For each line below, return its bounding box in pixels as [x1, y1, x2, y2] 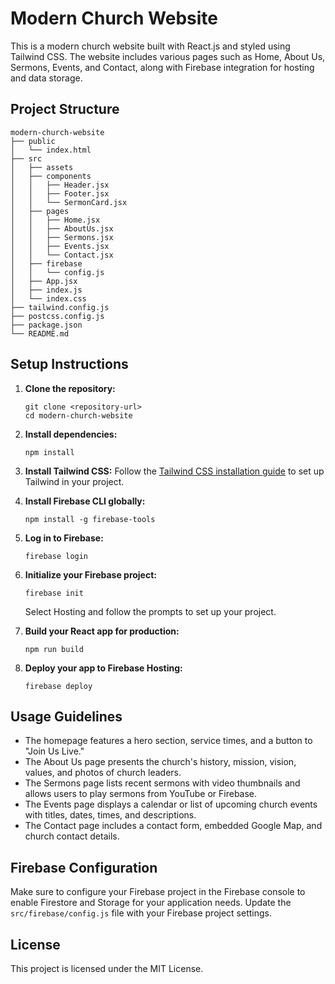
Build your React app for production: [24, 625, 180, 637]
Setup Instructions [10, 356, 129, 373]
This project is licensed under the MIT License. [10, 963, 204, 974]
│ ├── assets [10, 162, 74, 172]
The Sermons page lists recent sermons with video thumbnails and [24, 777, 301, 789]
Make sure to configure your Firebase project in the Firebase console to [10, 886, 306, 898]
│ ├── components [10, 171, 92, 181]
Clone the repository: [24, 382, 116, 394]
